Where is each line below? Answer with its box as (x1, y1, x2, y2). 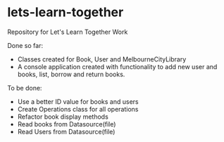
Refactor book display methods (17, 112, 109, 121)
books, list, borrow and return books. (17, 70, 125, 78)
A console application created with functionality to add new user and (17, 62, 218, 71)
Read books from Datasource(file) (17, 119, 116, 128)
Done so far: (7, 41, 44, 49)
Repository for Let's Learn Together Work (7, 28, 128, 36)
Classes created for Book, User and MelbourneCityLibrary (17, 54, 187, 64)
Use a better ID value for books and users (17, 97, 139, 106)
